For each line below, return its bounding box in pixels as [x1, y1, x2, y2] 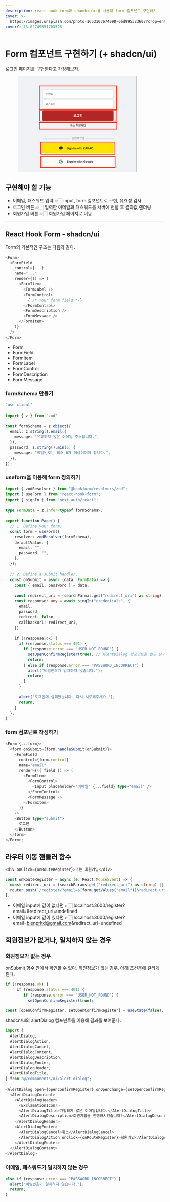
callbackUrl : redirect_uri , [18, 620, 78, 625]
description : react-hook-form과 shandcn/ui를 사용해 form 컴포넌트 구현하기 [5, 8, 157, 13]
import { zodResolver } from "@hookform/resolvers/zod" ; [5, 486, 128, 491]
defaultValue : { [14, 540, 49, 545]
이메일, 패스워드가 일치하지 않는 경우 [5, 1164, 89, 1171]
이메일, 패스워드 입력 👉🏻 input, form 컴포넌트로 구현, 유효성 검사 [12, 197, 142, 203]
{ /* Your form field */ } [27, 298, 82, 303]
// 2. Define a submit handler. [10, 572, 78, 577]
